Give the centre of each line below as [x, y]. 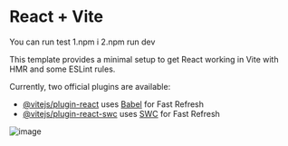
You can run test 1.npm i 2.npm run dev [82, 42]
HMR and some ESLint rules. [62, 69]
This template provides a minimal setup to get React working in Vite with [144, 59]
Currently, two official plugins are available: [90, 86]
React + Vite [57, 17]
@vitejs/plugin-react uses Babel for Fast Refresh [113, 104]
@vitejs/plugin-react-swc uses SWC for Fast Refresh [121, 113]
